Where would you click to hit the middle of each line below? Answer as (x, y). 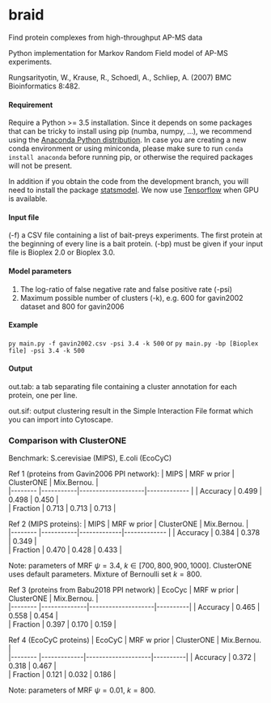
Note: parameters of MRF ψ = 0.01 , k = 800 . (82, 690)
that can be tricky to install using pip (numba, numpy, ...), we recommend (130, 131)
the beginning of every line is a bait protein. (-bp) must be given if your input (135, 244)
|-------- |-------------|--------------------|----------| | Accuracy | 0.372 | (132, 658)
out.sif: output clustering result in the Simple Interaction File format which (131, 410)
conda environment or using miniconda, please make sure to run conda (126, 148)
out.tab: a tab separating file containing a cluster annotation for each (123, 386)
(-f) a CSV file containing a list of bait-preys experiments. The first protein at (135, 235)
